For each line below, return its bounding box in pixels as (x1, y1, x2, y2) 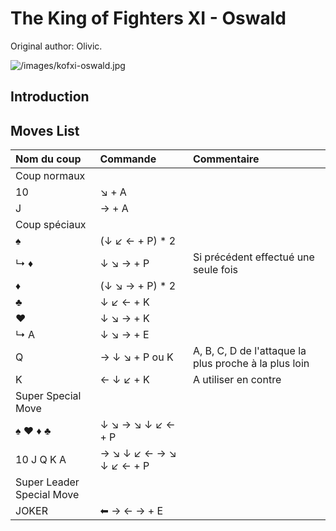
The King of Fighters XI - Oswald (10, 7, 287, 30)
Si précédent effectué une (192, 250, 315, 264)
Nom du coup (15, 152, 82, 166)
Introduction (10, 88, 90, 106)
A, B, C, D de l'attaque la (192, 344, 307, 358)
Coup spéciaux (15, 218, 87, 232)
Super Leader (15, 475, 80, 489)
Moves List (10, 122, 80, 139)
